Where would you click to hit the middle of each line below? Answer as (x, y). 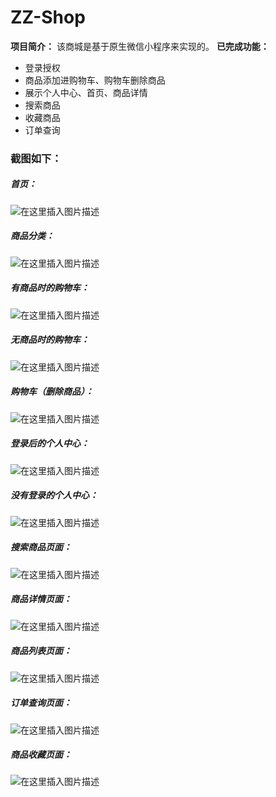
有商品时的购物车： (50, 288)
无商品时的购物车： (50, 340)
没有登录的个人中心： (54, 495)
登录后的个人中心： (50, 443)
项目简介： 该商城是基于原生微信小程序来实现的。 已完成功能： (140, 46)
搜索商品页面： (41, 547)
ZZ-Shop (48, 17)
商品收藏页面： (41, 755)
